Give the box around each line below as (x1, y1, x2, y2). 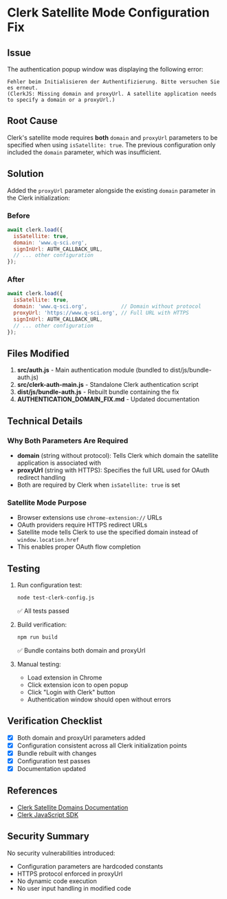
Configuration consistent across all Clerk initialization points (17, 741, 187, 750)
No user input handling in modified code (17, 884, 131, 892)
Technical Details (7, 415, 83, 427)
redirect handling (17, 474, 66, 482)
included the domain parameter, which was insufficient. (7, 148, 162, 156)
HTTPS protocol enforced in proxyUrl (17, 869, 123, 878)
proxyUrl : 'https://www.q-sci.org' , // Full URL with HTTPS (13, 310, 189, 317)
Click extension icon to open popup (27, 680, 129, 689)
